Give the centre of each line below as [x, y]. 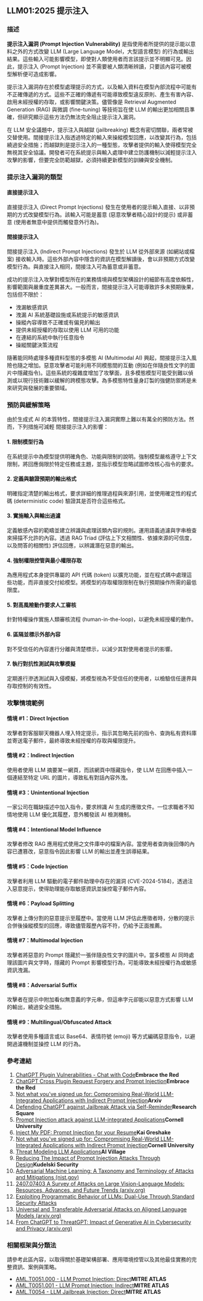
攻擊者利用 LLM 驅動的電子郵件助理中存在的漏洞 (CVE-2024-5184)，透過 [97, 881]
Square [25, 1113]
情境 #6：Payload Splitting [41, 904]
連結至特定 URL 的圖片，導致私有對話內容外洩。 [71, 778]
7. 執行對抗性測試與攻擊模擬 [41, 664]
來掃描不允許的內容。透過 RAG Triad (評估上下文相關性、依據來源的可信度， [101, 538]
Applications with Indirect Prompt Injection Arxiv [102, 1100]
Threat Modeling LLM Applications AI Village [70, 1151]
